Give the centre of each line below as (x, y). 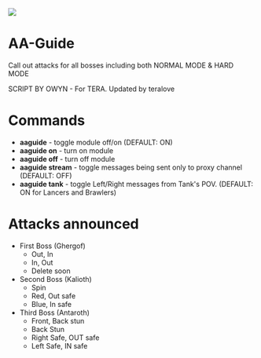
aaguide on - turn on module (66, 150)
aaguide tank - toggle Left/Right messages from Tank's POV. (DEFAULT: (136, 184)
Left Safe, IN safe (59, 345)
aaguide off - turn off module (67, 159)
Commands (47, 121)
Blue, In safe (51, 304)
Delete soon (51, 271)
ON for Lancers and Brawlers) (68, 192)
